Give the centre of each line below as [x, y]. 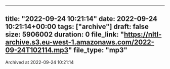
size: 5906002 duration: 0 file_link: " [65, 35]
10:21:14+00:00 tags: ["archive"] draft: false [77, 27]
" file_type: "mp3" [98, 50]
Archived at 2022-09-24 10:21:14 [40, 62]
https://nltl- [143, 35]
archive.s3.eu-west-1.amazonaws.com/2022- [80, 42]
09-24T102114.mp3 [37, 50]
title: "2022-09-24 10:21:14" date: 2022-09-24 [81, 19]
